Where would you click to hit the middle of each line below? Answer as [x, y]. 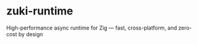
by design [31, 34]
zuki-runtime [40, 11]
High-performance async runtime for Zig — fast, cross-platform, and [92, 28]
